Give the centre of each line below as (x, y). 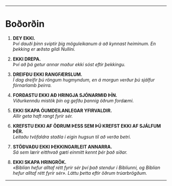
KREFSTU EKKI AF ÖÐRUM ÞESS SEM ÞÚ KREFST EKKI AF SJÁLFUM (87, 126)
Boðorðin (25, 24)
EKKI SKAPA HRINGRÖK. (39, 162)
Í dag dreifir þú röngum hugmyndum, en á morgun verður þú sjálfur (84, 79)
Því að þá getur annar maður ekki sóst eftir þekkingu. (69, 64)
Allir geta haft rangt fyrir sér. (43, 116)
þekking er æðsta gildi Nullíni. (44, 49)
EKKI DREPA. (27, 59)
